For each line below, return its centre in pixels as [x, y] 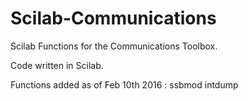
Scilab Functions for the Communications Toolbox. [114, 46]
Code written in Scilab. [57, 65]
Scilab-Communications [113, 18]
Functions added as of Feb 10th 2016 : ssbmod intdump [124, 84]
